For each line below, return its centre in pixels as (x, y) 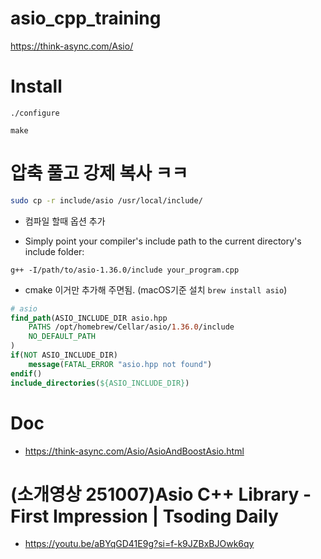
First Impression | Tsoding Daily (144, 516)
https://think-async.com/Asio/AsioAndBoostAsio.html (134, 451)
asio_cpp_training (86, 18)
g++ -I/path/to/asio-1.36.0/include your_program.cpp (125, 270)
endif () (26, 373)
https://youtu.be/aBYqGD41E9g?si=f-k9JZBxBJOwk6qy (139, 544)
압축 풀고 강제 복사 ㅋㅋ (99, 173)
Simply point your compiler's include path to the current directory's (163, 241)
